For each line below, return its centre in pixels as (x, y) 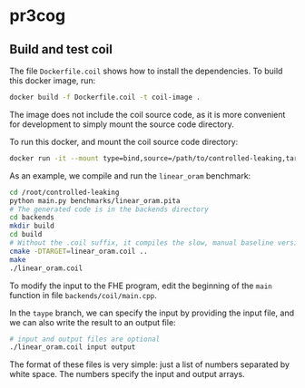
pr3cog (38, 16)
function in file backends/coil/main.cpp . (83, 295)
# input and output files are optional (85, 339)
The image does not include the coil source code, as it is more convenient (148, 114)
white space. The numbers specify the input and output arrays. (127, 374)
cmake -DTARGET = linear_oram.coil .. (79, 251)
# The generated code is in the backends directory (109, 209)
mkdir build (32, 226)
